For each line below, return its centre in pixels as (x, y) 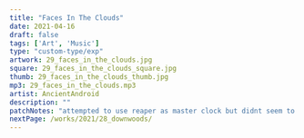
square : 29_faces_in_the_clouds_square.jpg (93, 69)
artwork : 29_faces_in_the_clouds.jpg (81, 60)
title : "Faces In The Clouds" (67, 18)
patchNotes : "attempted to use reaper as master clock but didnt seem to (152, 111)
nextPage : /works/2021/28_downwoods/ (81, 119)
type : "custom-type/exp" (56, 52)
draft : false (34, 34)
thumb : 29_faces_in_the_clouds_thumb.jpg (89, 77)
